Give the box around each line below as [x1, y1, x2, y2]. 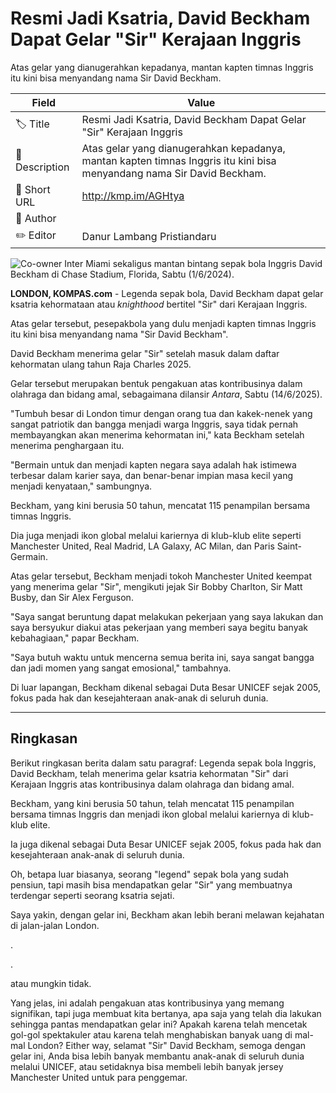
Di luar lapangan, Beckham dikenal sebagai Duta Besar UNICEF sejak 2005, [10, 681, 321, 693]
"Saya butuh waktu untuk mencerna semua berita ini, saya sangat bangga [10, 651, 315, 663]
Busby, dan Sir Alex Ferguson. [10, 591, 134, 603]
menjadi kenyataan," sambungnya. [10, 480, 153, 492]
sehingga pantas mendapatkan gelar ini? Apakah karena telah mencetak [10, 1018, 308, 1030]
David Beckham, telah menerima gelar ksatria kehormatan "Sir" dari [10, 767, 289, 779]
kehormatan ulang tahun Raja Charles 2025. [10, 358, 192, 370]
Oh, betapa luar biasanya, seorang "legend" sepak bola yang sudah [10, 868, 289, 880]
